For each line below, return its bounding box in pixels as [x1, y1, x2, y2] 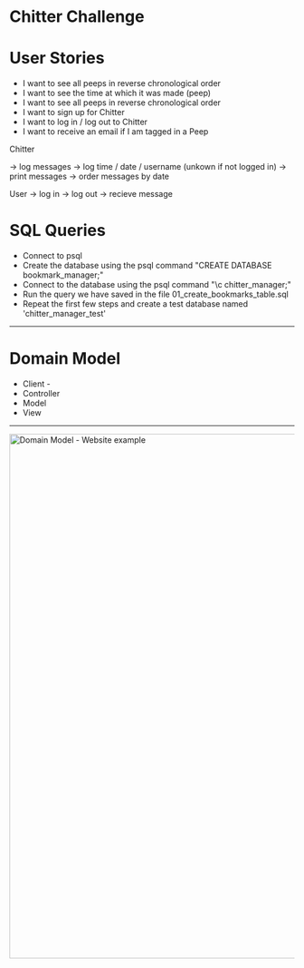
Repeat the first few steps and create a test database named [22, 298, 249, 309]
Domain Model [9, 348, 121, 369]
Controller [22, 388, 61, 398]
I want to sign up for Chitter [22, 107, 125, 118]
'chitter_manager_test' [22, 308, 107, 319]
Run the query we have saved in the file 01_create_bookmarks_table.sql [22, 288, 290, 300]
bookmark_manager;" [22, 269, 104, 280]
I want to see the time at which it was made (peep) [22, 88, 211, 99]
